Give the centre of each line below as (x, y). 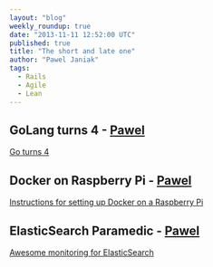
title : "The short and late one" (73, 52)
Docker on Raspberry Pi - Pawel (101, 181)
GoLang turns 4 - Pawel (77, 130)
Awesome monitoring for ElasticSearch (82, 252)
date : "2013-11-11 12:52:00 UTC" (73, 34)
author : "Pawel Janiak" (54, 60)
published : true (40, 43)
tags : (19, 69)
